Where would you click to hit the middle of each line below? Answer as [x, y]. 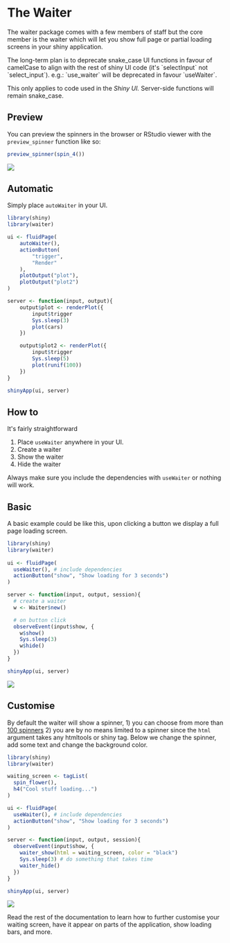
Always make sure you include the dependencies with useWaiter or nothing [114, 478]
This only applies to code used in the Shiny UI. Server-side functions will [110, 88]
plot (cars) [48, 327]
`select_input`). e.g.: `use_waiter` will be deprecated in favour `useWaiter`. [112, 75]
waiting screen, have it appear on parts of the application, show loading [109, 925]
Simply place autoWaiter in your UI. [57, 205]
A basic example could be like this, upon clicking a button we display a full [113, 524]
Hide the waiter [39, 464]
